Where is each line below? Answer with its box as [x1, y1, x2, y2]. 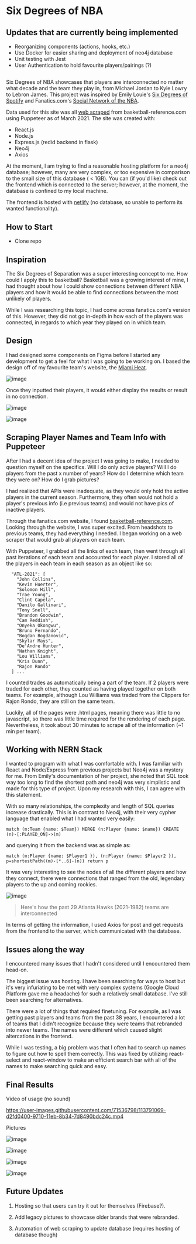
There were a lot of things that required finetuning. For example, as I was [6, 1008, 181, 1015]
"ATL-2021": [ [11, 571, 46, 577]
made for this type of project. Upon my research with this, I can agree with [6, 785, 185, 792]
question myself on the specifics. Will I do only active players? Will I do [6, 463, 177, 470]
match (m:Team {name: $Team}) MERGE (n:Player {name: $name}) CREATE [6, 827, 180, 832]
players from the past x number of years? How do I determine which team [6, 470, 184, 477]
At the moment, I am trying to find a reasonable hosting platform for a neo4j [6, 162, 188, 169]
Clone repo [14, 237, 42, 244]
